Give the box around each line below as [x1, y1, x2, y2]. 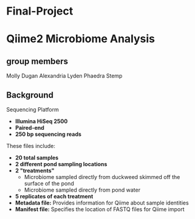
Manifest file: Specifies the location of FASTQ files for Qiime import [15, 206, 185, 213]
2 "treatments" [15, 167, 55, 174]
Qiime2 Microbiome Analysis [6, 32, 156, 46]
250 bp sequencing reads [15, 130, 82, 138]
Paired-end [15, 124, 44, 131]
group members [6, 56, 69, 66]
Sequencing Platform [6, 106, 59, 113]
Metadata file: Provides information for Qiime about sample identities [15, 199, 190, 206]
